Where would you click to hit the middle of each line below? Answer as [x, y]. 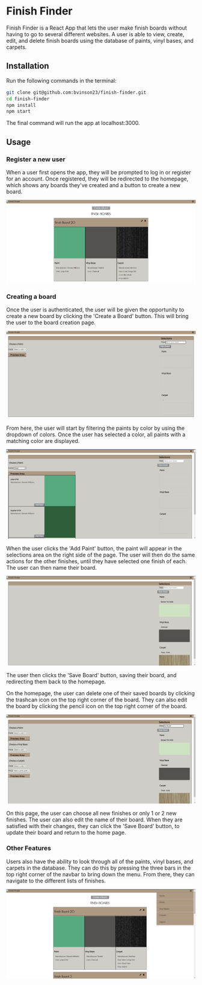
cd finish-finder [28, 99]
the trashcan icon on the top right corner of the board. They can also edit [97, 700]
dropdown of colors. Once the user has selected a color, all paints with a [96, 434]
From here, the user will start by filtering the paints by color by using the [96, 428]
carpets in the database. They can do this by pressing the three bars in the [99, 868]
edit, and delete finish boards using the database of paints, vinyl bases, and [100, 40]
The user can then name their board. [52, 568]
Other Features [29, 848]
